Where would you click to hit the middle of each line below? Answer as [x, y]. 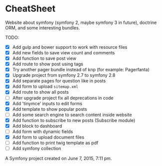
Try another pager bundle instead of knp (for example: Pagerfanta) [81, 70]
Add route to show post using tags [48, 64]
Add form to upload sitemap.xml [45, 86]
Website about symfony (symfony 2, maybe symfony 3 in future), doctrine [81, 22]
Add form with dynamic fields [43, 131]
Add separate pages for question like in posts [59, 81]
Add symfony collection [37, 149]
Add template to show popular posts [50, 109]
